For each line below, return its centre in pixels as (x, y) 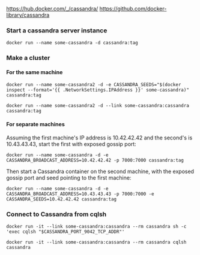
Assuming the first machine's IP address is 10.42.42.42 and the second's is (99, 138)
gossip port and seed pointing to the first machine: (69, 177)
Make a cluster (28, 58)
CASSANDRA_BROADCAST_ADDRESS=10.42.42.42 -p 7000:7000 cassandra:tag (95, 160)
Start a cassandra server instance (57, 31)
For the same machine (35, 72)
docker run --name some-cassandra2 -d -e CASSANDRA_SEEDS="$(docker (94, 85)
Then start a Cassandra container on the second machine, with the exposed (100, 171)
